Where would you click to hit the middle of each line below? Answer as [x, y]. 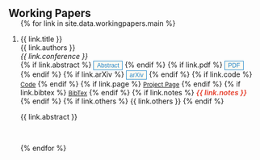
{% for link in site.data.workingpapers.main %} [98, 23]
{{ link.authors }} [48, 48]
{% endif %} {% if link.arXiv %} [72, 74]
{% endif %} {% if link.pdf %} [174, 65]
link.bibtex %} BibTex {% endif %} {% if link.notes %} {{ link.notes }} [134, 93]
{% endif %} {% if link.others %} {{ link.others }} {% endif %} [122, 101]
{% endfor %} [43, 148]
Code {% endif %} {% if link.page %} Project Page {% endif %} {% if [130, 84]
